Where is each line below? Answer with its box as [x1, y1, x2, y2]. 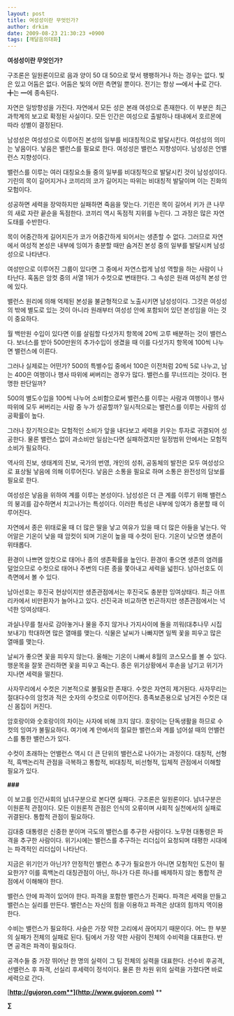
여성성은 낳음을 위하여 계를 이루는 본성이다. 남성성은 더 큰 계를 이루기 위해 [7, 491, 208, 499]
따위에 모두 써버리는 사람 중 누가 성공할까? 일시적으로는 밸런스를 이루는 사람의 [7, 403, 219, 411]
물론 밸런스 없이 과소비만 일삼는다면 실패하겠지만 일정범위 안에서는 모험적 [27, 435, 228, 443]
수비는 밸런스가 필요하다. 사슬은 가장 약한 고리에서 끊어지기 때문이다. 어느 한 [7, 925, 214, 933]
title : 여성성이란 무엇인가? [7, 17, 79, 24]
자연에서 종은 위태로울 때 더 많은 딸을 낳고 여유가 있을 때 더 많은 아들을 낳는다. [7, 523, 219, 531]
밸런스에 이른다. [14, 347, 58, 355]
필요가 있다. [7, 767, 40, 775]
